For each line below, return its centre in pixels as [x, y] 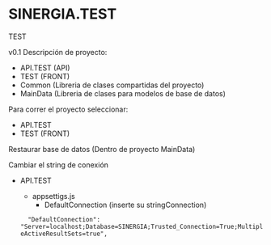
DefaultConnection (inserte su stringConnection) [125, 205]
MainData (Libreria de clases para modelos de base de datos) [123, 93]
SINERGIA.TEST [63, 14]
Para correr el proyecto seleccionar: [68, 109]
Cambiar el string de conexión [59, 165]
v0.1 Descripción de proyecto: [58, 52]
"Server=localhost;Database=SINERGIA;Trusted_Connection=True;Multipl [142, 226]
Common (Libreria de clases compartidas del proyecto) [112, 85]
